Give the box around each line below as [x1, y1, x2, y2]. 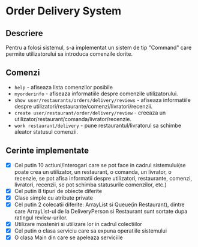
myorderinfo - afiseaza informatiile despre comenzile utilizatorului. [14, 90, 178, 97]
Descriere [5, 28, 43, 38]
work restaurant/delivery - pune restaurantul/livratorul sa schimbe [14, 122, 181, 129]
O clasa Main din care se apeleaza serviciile [14, 234, 124, 241]
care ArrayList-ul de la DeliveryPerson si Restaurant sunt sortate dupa [14, 207, 188, 215]
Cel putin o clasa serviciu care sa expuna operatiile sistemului [14, 227, 167, 234]
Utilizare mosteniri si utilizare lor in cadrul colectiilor [14, 220, 142, 227]
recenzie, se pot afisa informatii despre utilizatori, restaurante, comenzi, [14, 174, 193, 182]
